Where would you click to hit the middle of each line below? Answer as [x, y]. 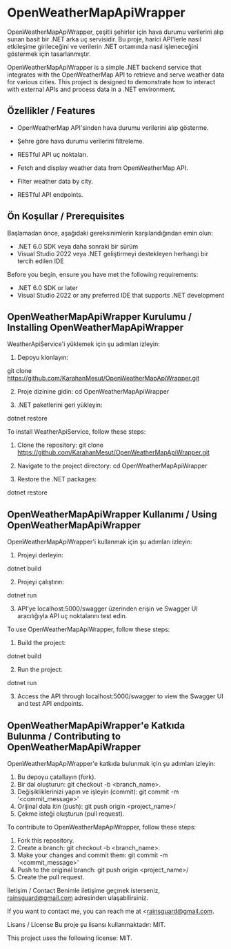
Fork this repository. [46, 840]
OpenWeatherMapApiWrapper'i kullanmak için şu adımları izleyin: [100, 542]
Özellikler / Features [51, 111]
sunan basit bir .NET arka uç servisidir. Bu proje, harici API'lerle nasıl [104, 39]
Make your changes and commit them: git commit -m [92, 855]
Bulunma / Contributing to [64, 736]
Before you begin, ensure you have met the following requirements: [103, 274]
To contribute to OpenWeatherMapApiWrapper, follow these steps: [102, 827]
